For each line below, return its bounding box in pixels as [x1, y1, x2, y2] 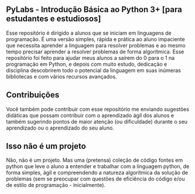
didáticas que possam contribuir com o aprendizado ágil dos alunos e [6, 111, 175, 119]
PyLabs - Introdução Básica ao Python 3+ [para [6, 5, 183, 15]
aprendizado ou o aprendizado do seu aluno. [6, 124, 114, 131]
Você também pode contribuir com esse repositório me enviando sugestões [6, 105, 189, 113]
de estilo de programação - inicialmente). [6, 182, 106, 189]
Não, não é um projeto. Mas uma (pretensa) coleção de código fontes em [6, 156, 183, 164]
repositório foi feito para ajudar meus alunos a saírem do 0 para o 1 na [6, 54, 175, 61]
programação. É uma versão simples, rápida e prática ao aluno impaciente [6, 35, 186, 43]
